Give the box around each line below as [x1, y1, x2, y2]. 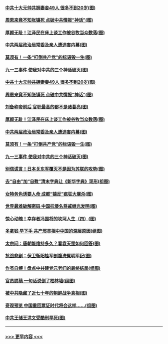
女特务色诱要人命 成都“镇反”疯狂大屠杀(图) [5, 191, 93, 197]
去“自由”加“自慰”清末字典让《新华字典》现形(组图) [5, 178, 110, 184]
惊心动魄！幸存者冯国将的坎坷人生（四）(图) [5, 216, 96, 222]
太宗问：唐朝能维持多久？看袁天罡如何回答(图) [5, 240, 101, 246]
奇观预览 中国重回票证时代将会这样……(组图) [5, 302, 97, 308]
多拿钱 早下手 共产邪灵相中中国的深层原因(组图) [5, 228, 103, 234]
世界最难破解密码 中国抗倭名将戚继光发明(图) [5, 203, 97, 209]
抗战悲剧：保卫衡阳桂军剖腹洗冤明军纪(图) [5, 253, 92, 259]
